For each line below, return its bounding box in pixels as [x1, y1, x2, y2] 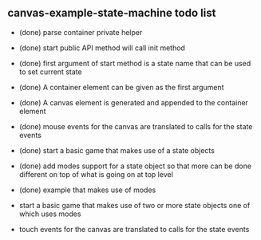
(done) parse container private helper [18, 27, 143, 37]
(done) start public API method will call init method [18, 43, 185, 53]
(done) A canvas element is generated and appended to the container [18, 97, 249, 107]
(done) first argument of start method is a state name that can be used [18, 58, 251, 68]
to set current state [18, 67, 82, 77]
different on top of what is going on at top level [18, 169, 173, 179]
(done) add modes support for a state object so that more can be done [18, 161, 252, 171]
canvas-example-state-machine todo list [7, 6, 216, 20]
